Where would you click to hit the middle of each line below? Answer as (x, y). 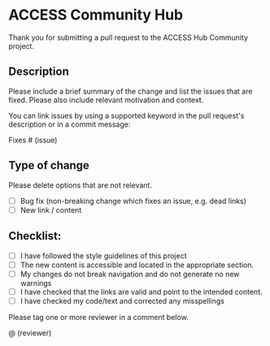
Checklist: (35, 236)
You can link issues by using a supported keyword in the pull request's (126, 115)
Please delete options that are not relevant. (81, 185)
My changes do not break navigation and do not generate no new (130, 274)
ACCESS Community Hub (96, 15)
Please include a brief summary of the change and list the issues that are (131, 91)
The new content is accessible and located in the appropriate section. (137, 265)
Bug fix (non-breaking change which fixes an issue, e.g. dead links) (133, 201)
